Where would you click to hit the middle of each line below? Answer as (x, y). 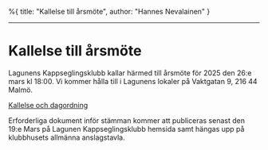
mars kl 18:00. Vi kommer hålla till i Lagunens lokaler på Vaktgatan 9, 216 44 (133, 81)
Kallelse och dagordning (48, 105)
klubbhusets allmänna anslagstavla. (67, 137)
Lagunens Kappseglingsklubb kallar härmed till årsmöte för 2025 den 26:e (130, 73)
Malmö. (21, 90)
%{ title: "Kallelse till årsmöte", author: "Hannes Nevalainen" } (109, 12)
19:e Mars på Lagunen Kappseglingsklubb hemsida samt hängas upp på (126, 129)
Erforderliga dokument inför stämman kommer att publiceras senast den (127, 120)
